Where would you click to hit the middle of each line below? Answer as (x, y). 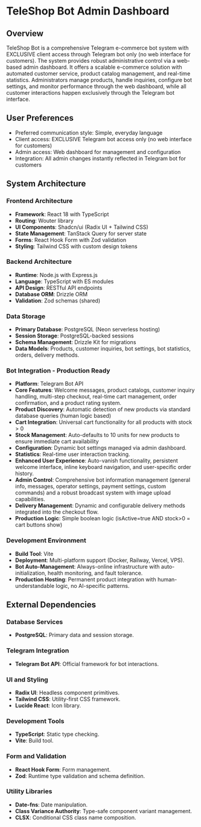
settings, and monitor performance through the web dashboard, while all (96, 86)
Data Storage (26, 316)
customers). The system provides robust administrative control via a (91, 61)
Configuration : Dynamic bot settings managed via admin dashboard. (101, 448)
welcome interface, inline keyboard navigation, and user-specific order (103, 467)
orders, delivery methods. (47, 355)
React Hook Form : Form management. (63, 769)
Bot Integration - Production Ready (58, 371)
